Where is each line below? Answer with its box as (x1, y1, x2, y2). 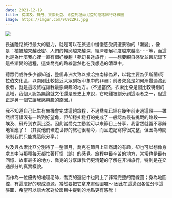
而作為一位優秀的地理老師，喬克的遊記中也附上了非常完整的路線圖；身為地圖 (5, 174, 167, 181)
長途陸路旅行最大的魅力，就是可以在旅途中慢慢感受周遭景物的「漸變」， (5, 41, 156, 48)
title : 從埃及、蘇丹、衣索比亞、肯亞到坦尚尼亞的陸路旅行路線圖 (5, 12, 124, 17)
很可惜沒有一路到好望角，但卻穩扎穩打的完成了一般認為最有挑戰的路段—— (9, 114, 167, 120)
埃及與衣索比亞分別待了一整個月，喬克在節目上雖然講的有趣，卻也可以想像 (5, 144, 162, 150)
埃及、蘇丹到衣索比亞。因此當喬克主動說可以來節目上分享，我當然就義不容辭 (5, 121, 167, 127)
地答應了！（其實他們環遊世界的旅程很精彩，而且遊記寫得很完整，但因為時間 (5, 127, 167, 133)
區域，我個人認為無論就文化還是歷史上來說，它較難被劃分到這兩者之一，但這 (5, 91, 167, 97)
